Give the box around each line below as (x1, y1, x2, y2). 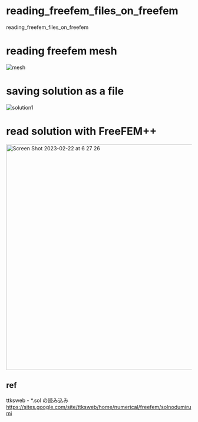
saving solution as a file (6, 84, 124, 98)
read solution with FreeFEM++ (6, 125, 157, 138)
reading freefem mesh (6, 44, 117, 58)
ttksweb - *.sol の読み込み (6, 397, 69, 404)
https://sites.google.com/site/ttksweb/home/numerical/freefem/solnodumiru (6, 403, 192, 410)
